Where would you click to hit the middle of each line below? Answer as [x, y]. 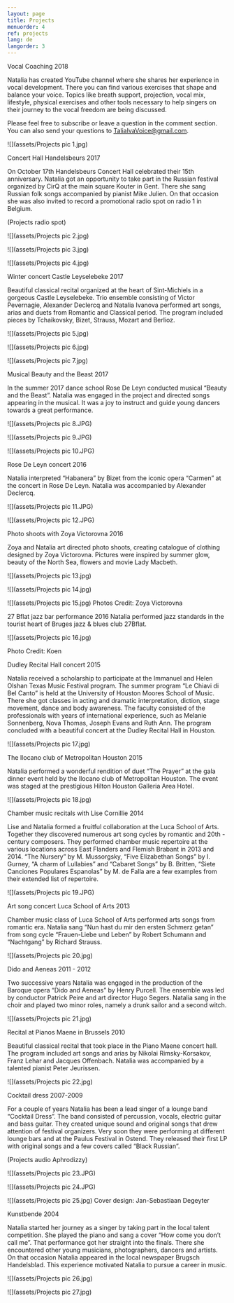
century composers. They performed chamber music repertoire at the [108, 841]
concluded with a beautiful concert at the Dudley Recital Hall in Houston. [112, 730]
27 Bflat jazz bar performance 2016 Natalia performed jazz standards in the [116, 616]
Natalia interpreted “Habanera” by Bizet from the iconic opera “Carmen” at [114, 478]
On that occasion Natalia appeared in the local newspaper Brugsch [104, 1257]
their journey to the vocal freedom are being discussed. [87, 110]
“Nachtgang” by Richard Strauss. [55, 942]
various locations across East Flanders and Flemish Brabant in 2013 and [111, 849]
